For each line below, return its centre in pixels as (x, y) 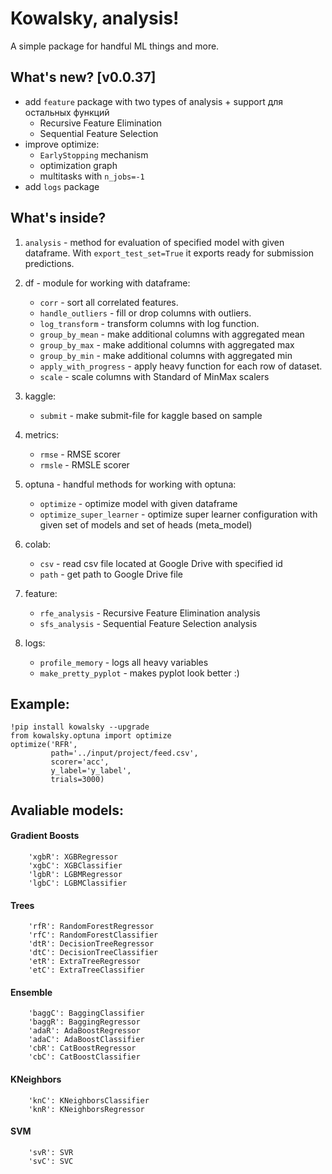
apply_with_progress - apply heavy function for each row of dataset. (181, 366)
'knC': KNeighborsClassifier (89, 1100)
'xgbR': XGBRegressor (73, 857)
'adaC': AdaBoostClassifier (86, 1040)
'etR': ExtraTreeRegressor (84, 962)
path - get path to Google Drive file (111, 574)
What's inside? (58, 218)
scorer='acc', (80, 762)
